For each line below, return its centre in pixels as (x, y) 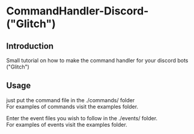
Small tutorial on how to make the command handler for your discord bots (97, 60)
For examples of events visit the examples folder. (67, 124)
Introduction (30, 46)
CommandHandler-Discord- (77, 11)
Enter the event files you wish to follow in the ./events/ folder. (82, 118)
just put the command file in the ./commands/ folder (71, 100)
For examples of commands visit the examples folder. (72, 106)
